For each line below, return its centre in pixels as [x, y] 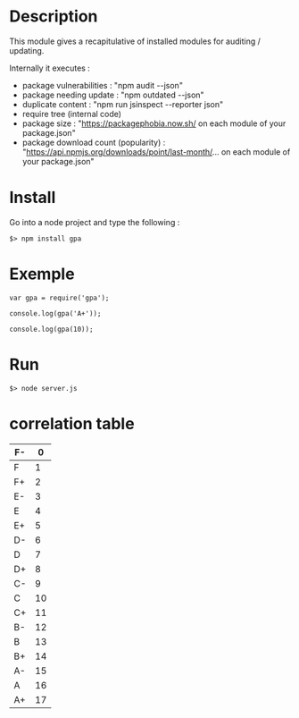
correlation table [72, 423]
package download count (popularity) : [94, 142]
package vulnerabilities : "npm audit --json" [102, 85]
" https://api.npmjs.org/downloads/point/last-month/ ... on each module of [156, 152]
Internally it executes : [50, 68]
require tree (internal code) [72, 114]
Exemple [42, 274]
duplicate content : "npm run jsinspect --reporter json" [123, 104]
